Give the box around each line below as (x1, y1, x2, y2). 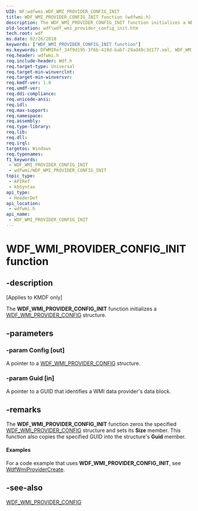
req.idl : (6, 101, 28, 108)
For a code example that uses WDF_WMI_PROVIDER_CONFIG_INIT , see (6, 459, 181, 466)
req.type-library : (6, 124, 51, 130)
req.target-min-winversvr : (6, 74, 72, 80)
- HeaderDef (8, 195, 38, 201)
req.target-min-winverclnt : (6, 69, 75, 75)
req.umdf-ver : (6, 85, 41, 91)
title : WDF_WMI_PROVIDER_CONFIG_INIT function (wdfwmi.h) (6, 14, 151, 20)
